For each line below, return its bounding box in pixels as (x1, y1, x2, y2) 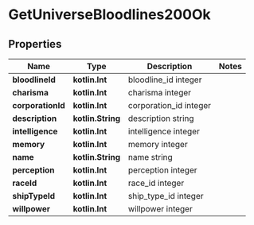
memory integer (127, 139, 189, 149)
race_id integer (127, 177, 185, 188)
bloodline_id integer (127, 74, 202, 85)
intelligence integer (127, 126, 201, 137)
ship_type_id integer (127, 191, 205, 201)
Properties (8, 37, 62, 51)
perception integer (127, 165, 197, 176)
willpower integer (127, 204, 193, 214)
